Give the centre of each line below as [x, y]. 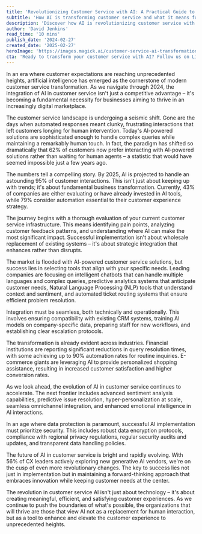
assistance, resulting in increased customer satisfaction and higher [89, 368]
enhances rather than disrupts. [44, 250]
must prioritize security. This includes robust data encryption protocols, [95, 430]
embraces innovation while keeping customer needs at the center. [88, 480]
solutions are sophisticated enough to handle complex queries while [91, 137]
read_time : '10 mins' [33, 34]
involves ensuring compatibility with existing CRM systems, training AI [93, 318]
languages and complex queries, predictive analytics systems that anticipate [101, 281]
